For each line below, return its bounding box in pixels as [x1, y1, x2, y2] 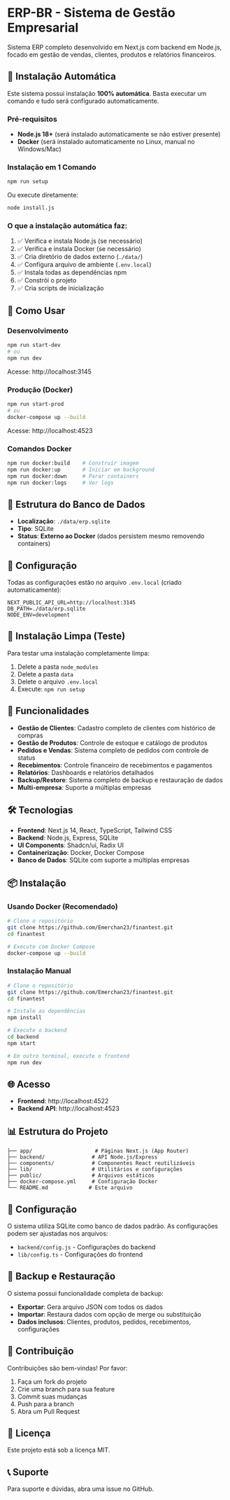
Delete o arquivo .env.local [17, 677, 99, 686]
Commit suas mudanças [17, 1392, 87, 1401]
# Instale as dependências [7, 1007, 86, 1015]
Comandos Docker [7, 444, 72, 453]
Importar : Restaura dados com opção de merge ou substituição [17, 1310, 201, 1318]
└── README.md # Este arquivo [7, 1184, 133, 1191]
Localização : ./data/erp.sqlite [17, 517, 110, 525]
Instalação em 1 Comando [7, 162, 96, 172]
